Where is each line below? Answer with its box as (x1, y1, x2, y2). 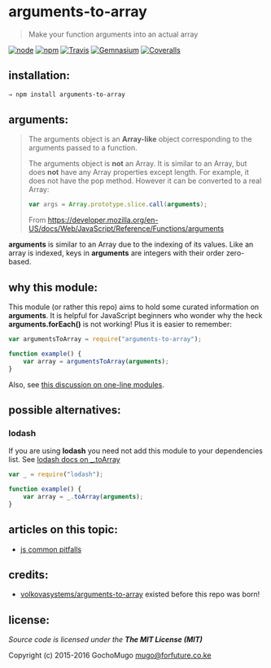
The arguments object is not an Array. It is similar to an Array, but (28, 159, 247, 168)
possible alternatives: (8, 404, 121, 417)
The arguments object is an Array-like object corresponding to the (28, 134, 252, 144)
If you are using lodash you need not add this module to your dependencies (8, 446, 263, 456)
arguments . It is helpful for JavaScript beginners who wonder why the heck (8, 311, 263, 321)
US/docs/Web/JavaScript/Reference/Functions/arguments (28, 224, 225, 234)
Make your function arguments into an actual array (28, 29, 199, 39)
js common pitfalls (20, 544, 82, 554)
